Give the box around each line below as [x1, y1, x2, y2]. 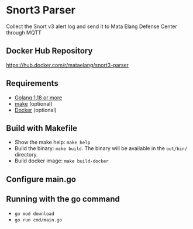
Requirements [6, 78, 58, 88]
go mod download [14, 211, 54, 217]
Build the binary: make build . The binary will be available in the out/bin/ [14, 145, 188, 152]
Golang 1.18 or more [14, 94, 63, 101]
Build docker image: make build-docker [14, 157, 109, 164]
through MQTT [6, 29, 42, 36]
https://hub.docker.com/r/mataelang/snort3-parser [6, 61, 129, 68]
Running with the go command [6, 194, 120, 204]
